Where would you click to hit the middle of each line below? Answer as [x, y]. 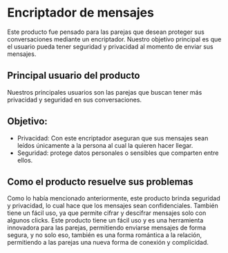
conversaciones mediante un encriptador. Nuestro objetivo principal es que [114, 39]
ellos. [25, 160]
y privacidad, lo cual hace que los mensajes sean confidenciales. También [113, 206]
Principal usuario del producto [74, 76]
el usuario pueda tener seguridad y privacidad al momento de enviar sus [110, 46]
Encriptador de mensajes [80, 13]
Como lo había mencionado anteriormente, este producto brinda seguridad [114, 198]
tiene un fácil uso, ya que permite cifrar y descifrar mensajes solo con [107, 213]
